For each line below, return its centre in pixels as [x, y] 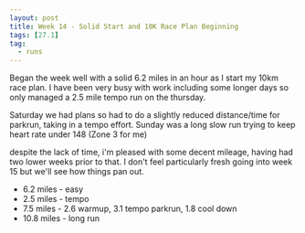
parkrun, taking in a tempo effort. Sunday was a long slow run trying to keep [152, 125]
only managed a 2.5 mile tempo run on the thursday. [108, 98]
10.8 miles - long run [61, 218]
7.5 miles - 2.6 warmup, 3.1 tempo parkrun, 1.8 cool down [130, 209]
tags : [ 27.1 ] [34, 35]
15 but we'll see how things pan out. [77, 172]
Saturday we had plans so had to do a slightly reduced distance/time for [145, 115]
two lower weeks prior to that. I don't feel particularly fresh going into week [151, 162]
